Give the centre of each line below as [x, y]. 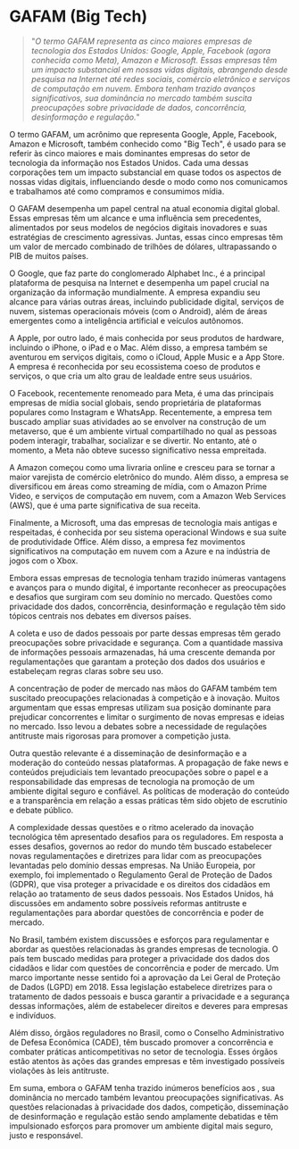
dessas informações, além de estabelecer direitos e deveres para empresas [149, 1005]
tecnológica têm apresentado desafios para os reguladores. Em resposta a [146, 837]
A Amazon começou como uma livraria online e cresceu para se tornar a [142, 467]
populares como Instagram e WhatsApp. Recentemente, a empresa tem [141, 412]
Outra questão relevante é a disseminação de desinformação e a [128, 753]
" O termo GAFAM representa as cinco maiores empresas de [141, 41]
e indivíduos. [33, 1015]
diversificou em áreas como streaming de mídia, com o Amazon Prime [138, 486]
